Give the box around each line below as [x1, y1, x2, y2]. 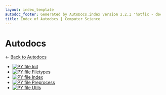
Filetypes [32, 69, 51, 75]
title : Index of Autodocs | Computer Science [5, 16, 100, 21]
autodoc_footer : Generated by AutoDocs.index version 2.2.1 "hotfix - [5, 12, 154, 17]
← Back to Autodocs [5, 54, 47, 60]
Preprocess [32, 80, 55, 86]
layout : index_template [5, 7, 54, 12]
